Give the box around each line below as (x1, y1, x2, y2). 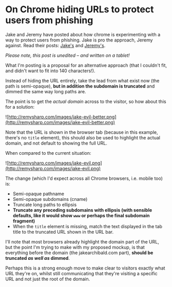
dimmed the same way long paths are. (5, 88, 86, 94)
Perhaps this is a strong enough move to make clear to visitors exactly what (5, 265, 165, 271)
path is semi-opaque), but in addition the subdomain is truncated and (5, 83, 155, 89)
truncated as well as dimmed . (5, 255, 70, 261)
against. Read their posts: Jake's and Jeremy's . (5, 42, 106, 48)
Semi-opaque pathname (12, 191, 64, 197)
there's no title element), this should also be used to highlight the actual (5, 134, 161, 140)
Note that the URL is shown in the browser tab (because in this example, (5, 129, 158, 135)
